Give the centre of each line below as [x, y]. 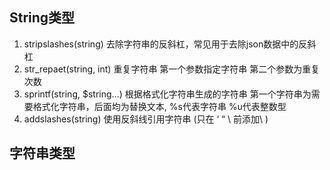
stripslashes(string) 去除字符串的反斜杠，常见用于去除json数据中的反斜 [170, 44]
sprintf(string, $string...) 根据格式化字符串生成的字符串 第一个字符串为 [167, 94]
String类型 [42, 18]
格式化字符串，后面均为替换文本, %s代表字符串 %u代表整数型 [159, 106]
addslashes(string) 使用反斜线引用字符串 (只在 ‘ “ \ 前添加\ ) [146, 119]
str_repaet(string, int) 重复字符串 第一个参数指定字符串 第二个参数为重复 [172, 69]
